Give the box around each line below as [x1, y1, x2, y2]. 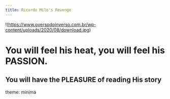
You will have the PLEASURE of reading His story [5, 76, 162, 84]
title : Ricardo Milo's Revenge [5, 7, 72, 13]
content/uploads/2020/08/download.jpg [5, 26, 90, 33]
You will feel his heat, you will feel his [5, 44, 165, 56]
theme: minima [5, 89, 37, 95]
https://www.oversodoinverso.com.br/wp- [8, 21, 96, 27]
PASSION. [5, 55, 48, 67]
